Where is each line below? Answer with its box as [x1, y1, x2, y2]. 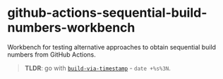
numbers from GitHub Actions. [7, 50, 97, 59]
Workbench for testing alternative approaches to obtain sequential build [7, 43, 217, 51]
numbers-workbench [7, 20, 135, 36]
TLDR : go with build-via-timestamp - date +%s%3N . [24, 64, 171, 72]
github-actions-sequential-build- [7, 5, 207, 21]
